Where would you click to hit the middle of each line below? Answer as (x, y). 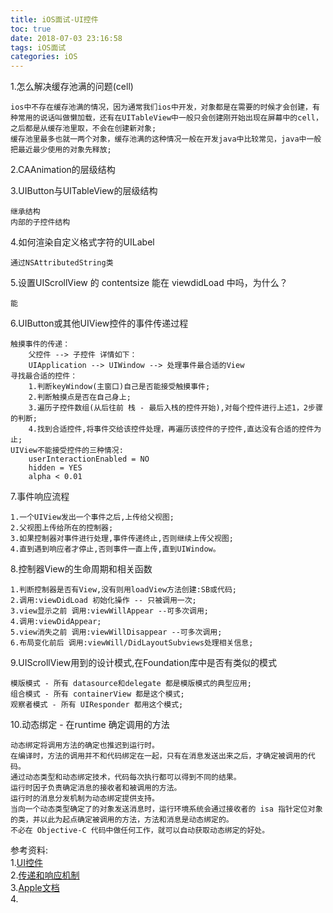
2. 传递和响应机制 (45, 875)
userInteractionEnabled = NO (89, 459)
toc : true (31, 29)
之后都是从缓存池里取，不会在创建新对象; (83, 129)
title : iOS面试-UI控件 (54, 19)
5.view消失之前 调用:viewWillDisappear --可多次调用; (116, 632)
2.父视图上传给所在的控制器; (62, 528)
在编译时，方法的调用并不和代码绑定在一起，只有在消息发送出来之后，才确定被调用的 (159, 756)
